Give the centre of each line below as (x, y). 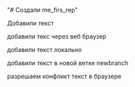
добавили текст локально (45, 50)
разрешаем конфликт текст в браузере (64, 76)
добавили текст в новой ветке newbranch (68, 63)
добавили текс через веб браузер (57, 36)
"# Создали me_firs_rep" (42, 10)
